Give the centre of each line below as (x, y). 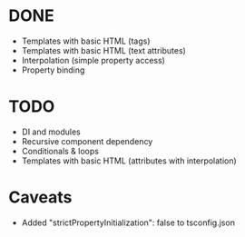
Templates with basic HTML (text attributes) (104, 50)
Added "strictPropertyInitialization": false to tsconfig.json (128, 222)
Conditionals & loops (60, 151)
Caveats (40, 197)
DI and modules (51, 132)
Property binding (53, 70)
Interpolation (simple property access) (93, 60)
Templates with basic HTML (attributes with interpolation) (129, 161)
